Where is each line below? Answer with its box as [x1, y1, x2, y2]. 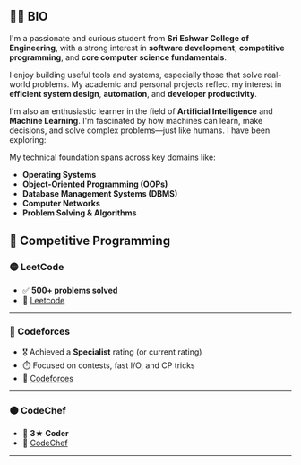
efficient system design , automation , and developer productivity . [9, 88, 257, 99]
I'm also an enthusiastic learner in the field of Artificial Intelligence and [9, 105, 273, 117]
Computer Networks [21, 197, 100, 208]
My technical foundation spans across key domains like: [9, 152, 217, 162]
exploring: [9, 134, 47, 145]
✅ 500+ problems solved [21, 285, 118, 295]
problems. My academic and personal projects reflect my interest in [31, 78, 282, 90]
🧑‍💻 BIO [9, 9, 48, 24]
